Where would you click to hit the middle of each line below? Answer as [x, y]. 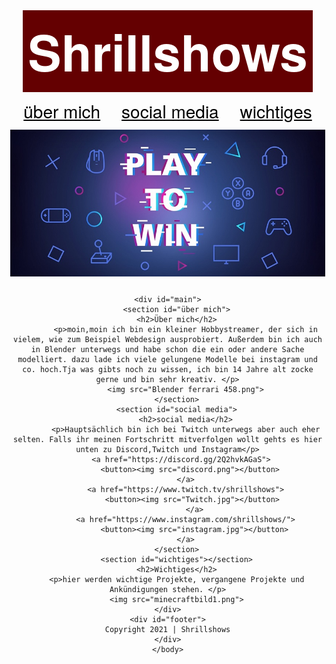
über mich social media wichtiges [168, 111]
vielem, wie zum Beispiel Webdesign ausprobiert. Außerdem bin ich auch [168, 339]
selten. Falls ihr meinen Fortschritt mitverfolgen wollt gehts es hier [168, 439]
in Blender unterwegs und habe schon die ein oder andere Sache [167, 349]
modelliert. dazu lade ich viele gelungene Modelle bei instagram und [167, 359]
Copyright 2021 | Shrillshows [167, 629]
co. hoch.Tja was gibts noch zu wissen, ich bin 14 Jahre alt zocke [168, 369]
